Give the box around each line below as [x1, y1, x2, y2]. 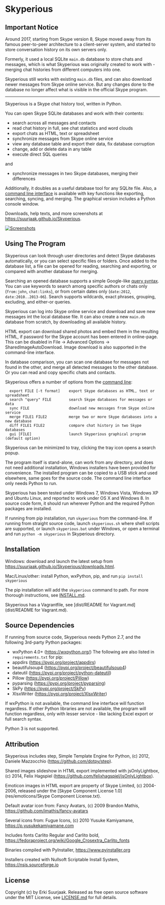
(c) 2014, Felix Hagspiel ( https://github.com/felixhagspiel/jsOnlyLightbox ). [5, 773, 154, 779]
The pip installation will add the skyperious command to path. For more [5, 587, 149, 592]
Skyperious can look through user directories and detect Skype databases [5, 252, 156, 258]
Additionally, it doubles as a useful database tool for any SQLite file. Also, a [5, 185, 157, 191]
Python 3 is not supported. [5, 726, 59, 731]
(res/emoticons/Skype [5, 793, 50, 799]
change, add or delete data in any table [12, 146, 92, 152]
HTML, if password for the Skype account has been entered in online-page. [5, 334, 158, 340]
